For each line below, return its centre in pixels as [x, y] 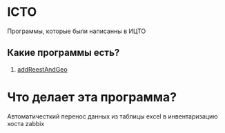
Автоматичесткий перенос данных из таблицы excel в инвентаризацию [113, 116]
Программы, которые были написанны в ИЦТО [77, 31]
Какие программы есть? [63, 53]
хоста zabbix [26, 123]
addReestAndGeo [42, 69]
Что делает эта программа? [92, 97]
